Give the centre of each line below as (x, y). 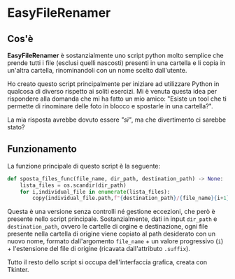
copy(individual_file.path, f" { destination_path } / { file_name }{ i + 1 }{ (133, 198)
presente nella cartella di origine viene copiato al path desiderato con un (111, 234)
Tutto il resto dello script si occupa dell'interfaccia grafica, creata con (107, 262)
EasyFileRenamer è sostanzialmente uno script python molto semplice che (115, 55)
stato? (16, 127)
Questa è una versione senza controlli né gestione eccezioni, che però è (111, 212)
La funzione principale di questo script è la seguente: (84, 166)
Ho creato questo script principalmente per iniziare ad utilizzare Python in (113, 84)
